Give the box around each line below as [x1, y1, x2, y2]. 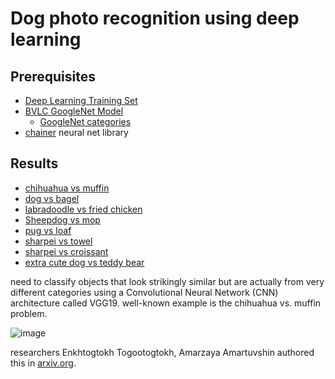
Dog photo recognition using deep [10, 7, 300, 30]
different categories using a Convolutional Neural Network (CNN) [10, 286, 279, 298]
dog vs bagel [24, 192, 80, 204]
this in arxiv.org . [10, 357, 77, 369]
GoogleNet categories [39, 116, 132, 127]
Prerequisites [10, 68, 96, 85]
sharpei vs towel [24, 235, 93, 247]
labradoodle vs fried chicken [24, 203, 143, 215]
